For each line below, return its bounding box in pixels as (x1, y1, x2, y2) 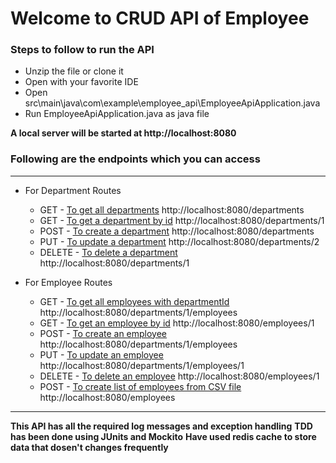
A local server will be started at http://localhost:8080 (10, 127, 237, 139)
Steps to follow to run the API (10, 43, 155, 57)
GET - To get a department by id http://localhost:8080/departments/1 (39, 214, 325, 226)
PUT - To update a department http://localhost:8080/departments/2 (39, 235, 320, 247)
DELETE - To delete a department (39, 246, 178, 258)
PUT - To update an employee (39, 348, 164, 361)
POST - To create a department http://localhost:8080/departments (39, 225, 315, 237)
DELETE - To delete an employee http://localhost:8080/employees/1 (39, 370, 320, 382)
